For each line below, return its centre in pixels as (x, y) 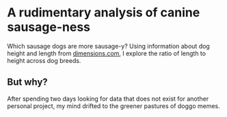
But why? (27, 82)
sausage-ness (49, 27)
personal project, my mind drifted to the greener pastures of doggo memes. (113, 106)
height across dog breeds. (44, 60)
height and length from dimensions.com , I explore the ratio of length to (107, 53)
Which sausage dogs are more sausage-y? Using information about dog (108, 46)
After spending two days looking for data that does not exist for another (108, 99)
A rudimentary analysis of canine (104, 13)
